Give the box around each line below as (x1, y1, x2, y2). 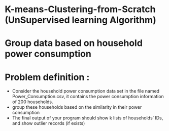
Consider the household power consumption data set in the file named (12, 88, 160, 94)
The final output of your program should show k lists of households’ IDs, (12, 115, 163, 121)
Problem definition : (5, 71, 90, 83)
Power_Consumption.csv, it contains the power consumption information (12, 94, 164, 100)
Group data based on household (5, 37, 143, 49)
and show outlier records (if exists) (12, 120, 85, 126)
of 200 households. (12, 99, 54, 105)
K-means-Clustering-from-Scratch (5, 4, 156, 15)
